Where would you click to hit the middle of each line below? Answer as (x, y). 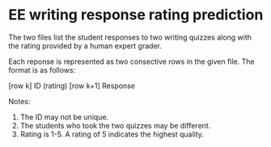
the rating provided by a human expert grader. (85, 45)
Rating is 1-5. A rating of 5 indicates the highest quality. (112, 134)
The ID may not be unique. (64, 117)
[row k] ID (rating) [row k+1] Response (72, 86)
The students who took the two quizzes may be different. (115, 125)
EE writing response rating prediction (136, 15)
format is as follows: (42, 69)
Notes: (19, 101)
